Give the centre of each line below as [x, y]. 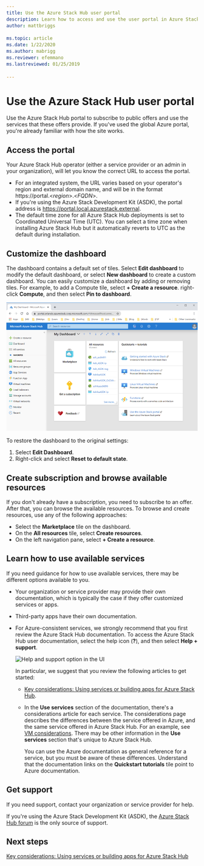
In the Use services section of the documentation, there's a [99, 707]
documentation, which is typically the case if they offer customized [99, 598]
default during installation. [48, 234]
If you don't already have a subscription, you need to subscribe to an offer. [100, 502]
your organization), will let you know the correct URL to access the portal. [98, 171]
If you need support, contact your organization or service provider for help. [100, 804]
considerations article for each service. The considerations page [105, 714]
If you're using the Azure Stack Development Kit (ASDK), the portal [99, 202]
